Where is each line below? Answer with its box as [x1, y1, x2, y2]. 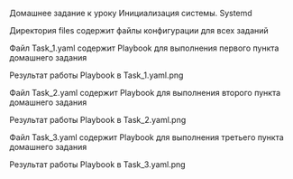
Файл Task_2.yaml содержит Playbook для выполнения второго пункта [9, 88, 281, 98]
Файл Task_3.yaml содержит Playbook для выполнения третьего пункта [9, 132, 284, 143]
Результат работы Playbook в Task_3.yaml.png [9, 159, 187, 170]
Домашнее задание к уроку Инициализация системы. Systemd [9, 8, 252, 18]
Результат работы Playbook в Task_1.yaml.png [9, 70, 184, 80]
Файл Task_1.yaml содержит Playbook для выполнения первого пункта [9, 42, 279, 53]
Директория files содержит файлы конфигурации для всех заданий [9, 25, 269, 35]
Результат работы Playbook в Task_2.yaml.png [9, 115, 187, 125]
